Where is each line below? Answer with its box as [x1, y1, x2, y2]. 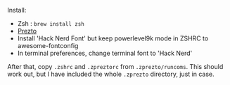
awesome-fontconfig [17, 42, 79, 49]
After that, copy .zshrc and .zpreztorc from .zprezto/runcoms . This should [7, 63, 224, 70]
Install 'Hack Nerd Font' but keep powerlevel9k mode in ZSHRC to [17, 34, 209, 42]
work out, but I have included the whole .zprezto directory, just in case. [7, 70, 215, 78]
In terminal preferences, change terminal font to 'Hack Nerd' [17, 49, 193, 57]
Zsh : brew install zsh [17, 20, 84, 27]
